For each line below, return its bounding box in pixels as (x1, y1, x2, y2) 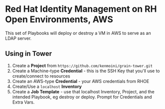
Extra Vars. (12, 99, 35, 105)
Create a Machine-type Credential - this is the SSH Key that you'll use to (12, 68, 160, 74)
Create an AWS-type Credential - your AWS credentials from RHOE (12, 78, 149, 84)
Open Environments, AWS (5, 14, 113, 25)
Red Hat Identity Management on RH (5, 3, 157, 15)
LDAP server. (5, 35, 32, 41)
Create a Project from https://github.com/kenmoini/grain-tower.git (12, 62, 153, 68)
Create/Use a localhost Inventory (12, 83, 82, 89)
